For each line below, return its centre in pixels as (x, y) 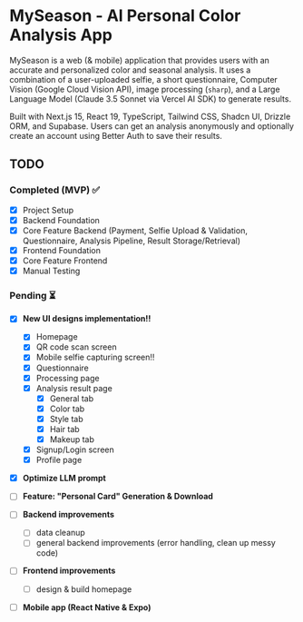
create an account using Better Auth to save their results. (116, 135)
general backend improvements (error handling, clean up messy (156, 543)
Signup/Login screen (75, 449)
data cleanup (61, 533)
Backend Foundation (61, 220)
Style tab (66, 419)
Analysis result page (74, 388)
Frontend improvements (69, 571)
